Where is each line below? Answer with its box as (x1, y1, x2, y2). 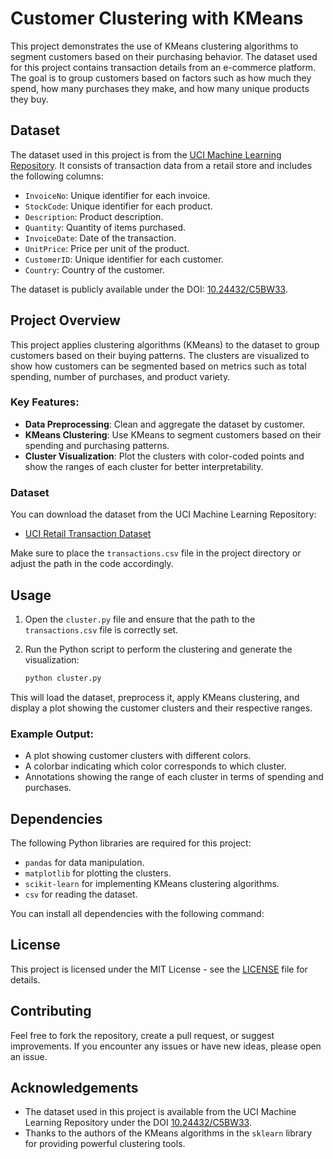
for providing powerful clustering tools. (24, 1138, 186, 1150)
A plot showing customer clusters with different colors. (24, 750, 252, 762)
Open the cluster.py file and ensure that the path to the (24, 613, 256, 625)
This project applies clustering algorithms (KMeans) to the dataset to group (10, 338, 320, 351)
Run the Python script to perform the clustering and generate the (24, 643, 293, 655)
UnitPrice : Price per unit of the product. (24, 242, 190, 254)
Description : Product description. (24, 210, 164, 222)
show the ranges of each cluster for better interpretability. (24, 460, 264, 472)
